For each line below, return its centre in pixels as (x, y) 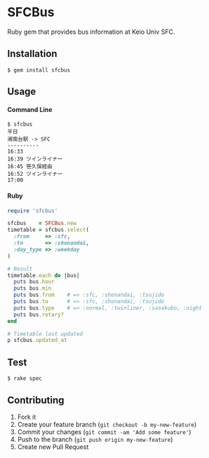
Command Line (30, 109)
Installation (32, 54)
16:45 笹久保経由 (30, 167)
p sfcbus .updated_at (38, 341)
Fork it (27, 416)
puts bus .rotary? (39, 314)
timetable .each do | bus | (43, 275)
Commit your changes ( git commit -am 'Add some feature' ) (104, 432)
